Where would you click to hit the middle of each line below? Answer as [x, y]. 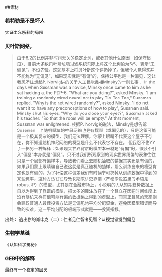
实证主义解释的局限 [24, 33]
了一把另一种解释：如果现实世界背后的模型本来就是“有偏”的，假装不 [84, 148]
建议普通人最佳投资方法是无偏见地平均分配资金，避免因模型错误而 [87, 203]
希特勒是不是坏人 [25, 21]
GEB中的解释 [20, 258]
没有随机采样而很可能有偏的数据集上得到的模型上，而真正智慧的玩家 [85, 197]
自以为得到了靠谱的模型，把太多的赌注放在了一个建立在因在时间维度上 [87, 191]
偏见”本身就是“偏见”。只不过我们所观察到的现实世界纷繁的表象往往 [89, 154]
